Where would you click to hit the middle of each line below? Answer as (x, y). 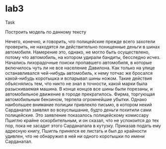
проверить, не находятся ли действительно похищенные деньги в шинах (83, 47)
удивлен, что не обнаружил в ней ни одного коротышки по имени (75, 136)
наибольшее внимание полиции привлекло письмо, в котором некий (79, 104)
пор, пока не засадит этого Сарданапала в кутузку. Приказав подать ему (83, 125)
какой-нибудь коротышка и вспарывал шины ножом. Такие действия (79, 78)
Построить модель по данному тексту (46, 32)
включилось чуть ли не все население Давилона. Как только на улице (80, 68)
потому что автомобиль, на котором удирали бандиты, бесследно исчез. (83, 57)
